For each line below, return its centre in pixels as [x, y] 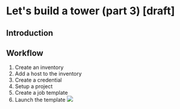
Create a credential [38, 80]
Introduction [30, 33]
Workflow [25, 53]
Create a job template [41, 93]
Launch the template [40, 100]
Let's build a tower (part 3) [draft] [91, 11]
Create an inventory [39, 67]
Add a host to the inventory [48, 74]
